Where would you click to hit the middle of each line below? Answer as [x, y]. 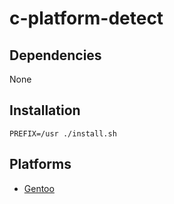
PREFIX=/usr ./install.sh [63, 133]
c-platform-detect [86, 18]
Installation [45, 110]
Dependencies [55, 55]
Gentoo [39, 188]
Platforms [40, 164]
